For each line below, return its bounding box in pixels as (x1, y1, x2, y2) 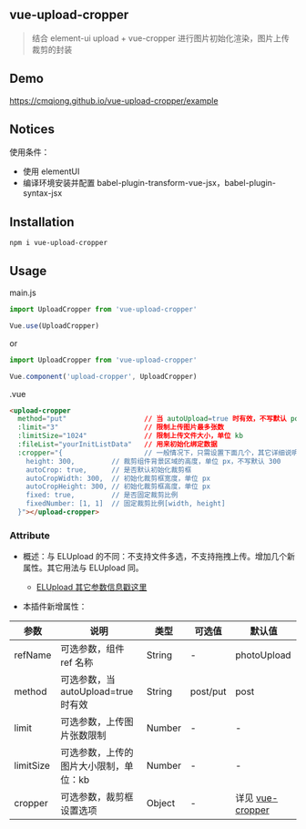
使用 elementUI (22, 166, 80, 177)
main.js (9, 287, 36, 299)
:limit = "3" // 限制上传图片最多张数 (17, 423, 225, 432)
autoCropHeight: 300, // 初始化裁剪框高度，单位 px (25, 482, 211, 491)
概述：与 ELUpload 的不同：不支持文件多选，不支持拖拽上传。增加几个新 (22, 551, 296, 562)
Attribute (9, 528, 50, 541)
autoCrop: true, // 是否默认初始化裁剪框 (25, 465, 192, 475)
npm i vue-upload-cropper (9, 239, 107, 248)
